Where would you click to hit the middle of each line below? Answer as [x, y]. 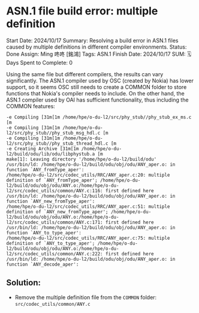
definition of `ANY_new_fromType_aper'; [58, 211]
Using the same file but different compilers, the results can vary [85, 74]
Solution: [23, 283]
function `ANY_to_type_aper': [44, 232]
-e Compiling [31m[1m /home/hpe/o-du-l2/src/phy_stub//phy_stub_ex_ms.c [99, 117]
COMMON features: [31, 106]
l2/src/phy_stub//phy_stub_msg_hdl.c [53, 133]
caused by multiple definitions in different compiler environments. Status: [97, 47]
